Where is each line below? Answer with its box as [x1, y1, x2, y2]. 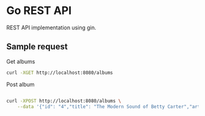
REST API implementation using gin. [6, 24, 96, 31]
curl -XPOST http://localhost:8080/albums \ [6, 98, 121, 104]
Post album [6, 81, 35, 88]
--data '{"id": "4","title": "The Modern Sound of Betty [17, 103, 165, 110]
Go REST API [6, 4, 72, 18]
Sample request [6, 42, 68, 52]
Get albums [6, 57, 35, 65]
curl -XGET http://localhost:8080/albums [6, 70, 113, 76]
